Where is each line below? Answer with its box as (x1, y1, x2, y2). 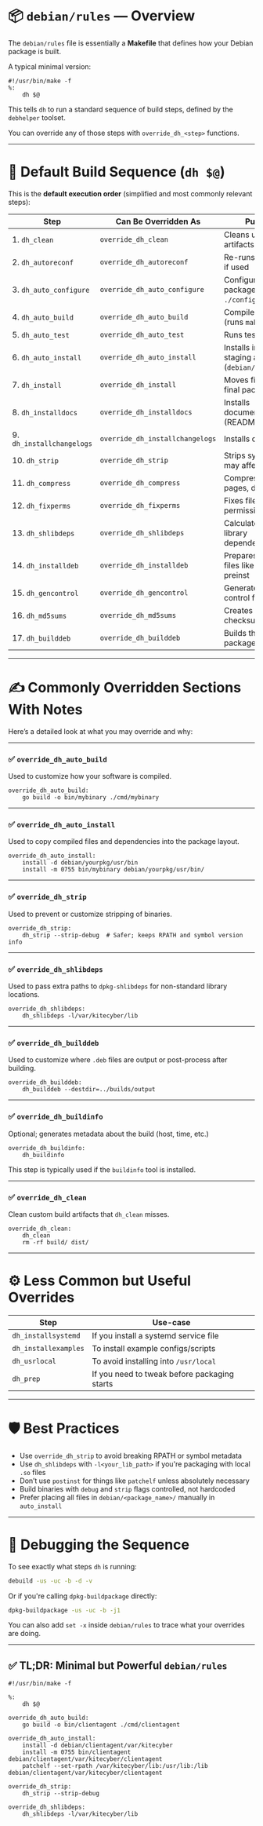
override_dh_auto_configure (99, 285, 205, 294)
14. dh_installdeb (12, 560, 79, 571)
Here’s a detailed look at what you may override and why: (8, 726, 193, 736)
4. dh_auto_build (12, 312, 74, 323)
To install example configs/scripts (92, 1342, 216, 1353)
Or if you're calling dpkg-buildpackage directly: (8, 1591, 157, 1601)
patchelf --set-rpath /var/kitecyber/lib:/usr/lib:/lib (22, 1762, 209, 1770)
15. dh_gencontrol (12, 587, 79, 598)
